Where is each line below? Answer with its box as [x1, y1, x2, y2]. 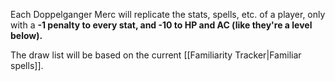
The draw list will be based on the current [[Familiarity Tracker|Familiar [10, 49, 302, 61]
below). [10, 30, 43, 41]
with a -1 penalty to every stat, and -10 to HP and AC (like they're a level [10, 19, 313, 31]
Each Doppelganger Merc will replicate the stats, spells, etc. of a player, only [10, 9, 326, 20]
